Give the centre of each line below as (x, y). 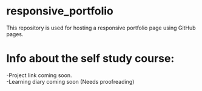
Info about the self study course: (90, 59)
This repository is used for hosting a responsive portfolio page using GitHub (101, 28)
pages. (15, 34)
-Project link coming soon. (39, 75)
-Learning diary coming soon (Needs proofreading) (70, 81)
